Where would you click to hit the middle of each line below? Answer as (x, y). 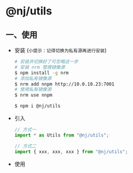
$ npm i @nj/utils (37, 106)
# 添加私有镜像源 (33, 78)
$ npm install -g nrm (42, 73)
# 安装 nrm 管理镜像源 (40, 67)
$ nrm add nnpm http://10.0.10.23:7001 (64, 84)
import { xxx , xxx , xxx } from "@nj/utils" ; (71, 151)
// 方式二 (25, 146)
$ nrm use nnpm (33, 95)
